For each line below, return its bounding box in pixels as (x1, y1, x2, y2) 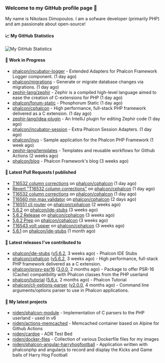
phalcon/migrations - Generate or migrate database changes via (12, 79, 144, 85)
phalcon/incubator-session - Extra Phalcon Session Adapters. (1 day (12, 126, 152, 132)
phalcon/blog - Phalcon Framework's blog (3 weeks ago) (12, 158, 129, 164)
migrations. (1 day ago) (12, 84, 59, 90)
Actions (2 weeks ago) (12, 153, 58, 159)
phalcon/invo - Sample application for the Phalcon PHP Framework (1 (12, 137, 154, 143)
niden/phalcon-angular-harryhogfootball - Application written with (12, 342, 148, 348)
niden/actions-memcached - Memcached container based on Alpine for (12, 320, 160, 326)
